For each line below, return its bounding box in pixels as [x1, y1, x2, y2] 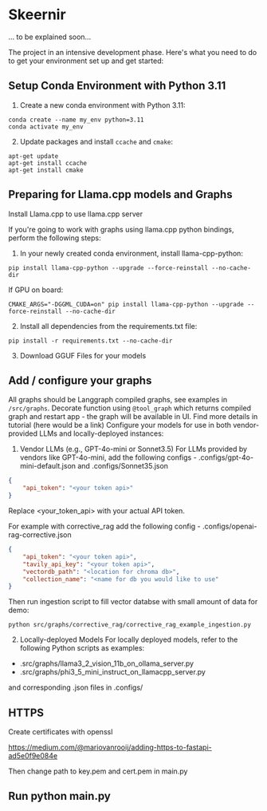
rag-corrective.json [8, 530, 72, 540]
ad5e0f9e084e [8, 751, 58, 761]
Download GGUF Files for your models [19, 350, 147, 360]
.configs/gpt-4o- [198, 453, 253, 462]
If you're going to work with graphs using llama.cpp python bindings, [8, 224, 234, 234]
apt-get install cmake [8, 166, 84, 174]
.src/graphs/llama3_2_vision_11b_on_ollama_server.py [19, 659, 194, 668]
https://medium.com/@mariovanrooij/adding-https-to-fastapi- [8, 742, 213, 752]
